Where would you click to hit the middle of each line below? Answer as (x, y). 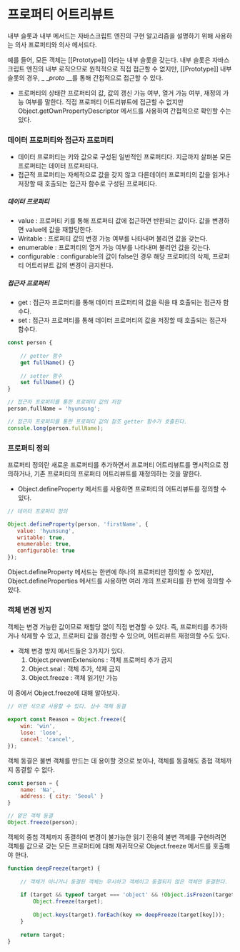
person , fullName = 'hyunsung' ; (54, 409)
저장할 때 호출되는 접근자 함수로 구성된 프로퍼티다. (87, 184)
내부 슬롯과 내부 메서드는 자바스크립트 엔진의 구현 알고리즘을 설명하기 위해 (110, 36)
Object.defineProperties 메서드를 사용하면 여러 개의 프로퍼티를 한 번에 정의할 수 (120, 581)
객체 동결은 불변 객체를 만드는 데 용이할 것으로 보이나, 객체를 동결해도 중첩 (110, 761)
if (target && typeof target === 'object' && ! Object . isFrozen (116, 895)
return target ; (43, 935)
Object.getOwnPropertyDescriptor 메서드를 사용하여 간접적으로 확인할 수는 (125, 111)
